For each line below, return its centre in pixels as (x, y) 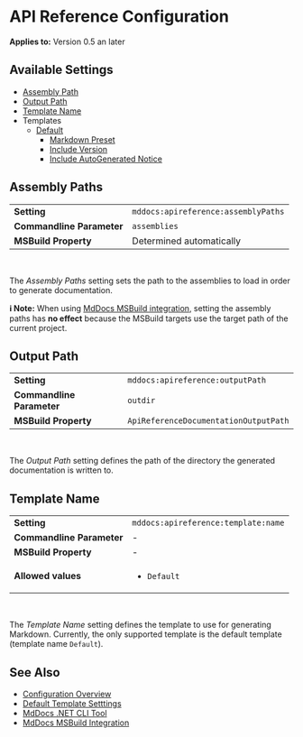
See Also (35, 673)
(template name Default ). (56, 644)
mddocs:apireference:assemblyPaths (208, 211)
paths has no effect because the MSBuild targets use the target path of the (149, 318)
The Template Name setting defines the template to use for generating (141, 625)
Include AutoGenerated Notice (106, 159)
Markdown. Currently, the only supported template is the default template (146, 634)
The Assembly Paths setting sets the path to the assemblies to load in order (150, 281)
